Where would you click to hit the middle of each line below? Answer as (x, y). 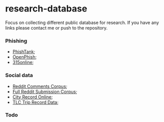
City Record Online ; (33, 97)
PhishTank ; (24, 52)
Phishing (16, 40)
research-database (46, 9)
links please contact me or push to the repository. (56, 27)
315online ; (23, 62)
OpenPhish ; (25, 57)
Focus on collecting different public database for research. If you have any (82, 22)
